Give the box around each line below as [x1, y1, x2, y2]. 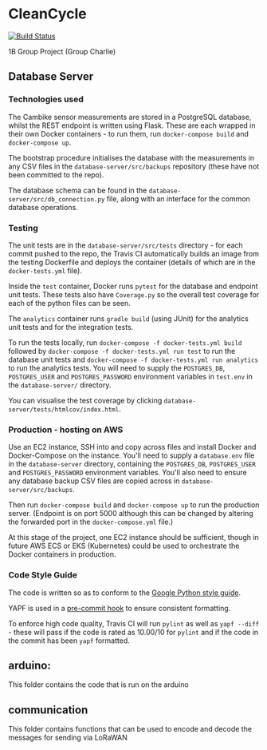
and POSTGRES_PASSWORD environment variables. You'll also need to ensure [8, 468, 247, 478]
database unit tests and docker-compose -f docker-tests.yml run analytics [8, 355, 259, 364]
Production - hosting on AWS [8, 424, 124, 435]
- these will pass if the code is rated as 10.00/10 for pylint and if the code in [8, 627, 259, 637]
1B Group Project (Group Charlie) [8, 46, 116, 56]
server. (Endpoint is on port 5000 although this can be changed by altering [8, 509, 253, 518]
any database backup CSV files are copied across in [8, 476, 180, 486]
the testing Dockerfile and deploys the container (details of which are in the [8, 257, 256, 267]
